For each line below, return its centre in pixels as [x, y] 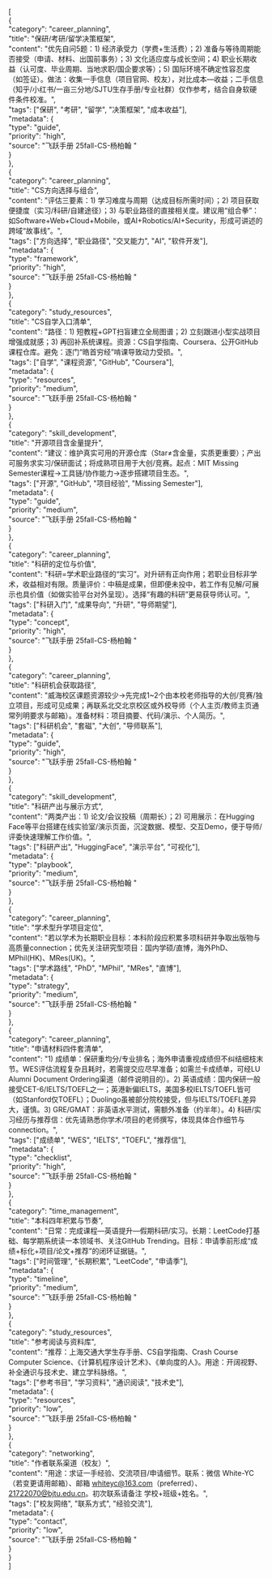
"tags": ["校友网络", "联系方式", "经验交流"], [81, 1503]
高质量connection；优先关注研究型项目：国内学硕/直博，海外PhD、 [121, 948]
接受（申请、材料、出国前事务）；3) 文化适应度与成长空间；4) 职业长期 [132, 59]
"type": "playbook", [40, 864]
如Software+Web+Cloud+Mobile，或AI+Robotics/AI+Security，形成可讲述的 [136, 221]
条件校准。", [36, 99]
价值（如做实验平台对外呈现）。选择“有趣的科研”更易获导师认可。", [140, 594]
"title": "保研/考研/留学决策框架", [62, 39]
